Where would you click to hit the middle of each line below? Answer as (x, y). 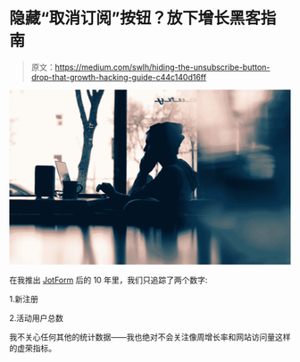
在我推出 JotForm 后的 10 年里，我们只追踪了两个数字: (108, 280)
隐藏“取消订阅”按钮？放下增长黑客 (135, 18)
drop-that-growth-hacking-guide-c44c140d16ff (119, 77)
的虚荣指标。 (33, 348)
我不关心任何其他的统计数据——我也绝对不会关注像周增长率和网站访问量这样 (150, 337)
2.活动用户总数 (37, 317)
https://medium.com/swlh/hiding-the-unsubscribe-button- (162, 67)
